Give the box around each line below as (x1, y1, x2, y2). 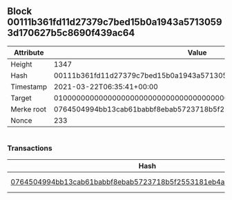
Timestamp (10, 82, 48, 91)
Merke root (10, 104, 47, 113)
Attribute (13, 48, 44, 57)
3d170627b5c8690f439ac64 (7, 27, 135, 39)
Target (10, 93, 32, 102)
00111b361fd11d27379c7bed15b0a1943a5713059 (7, 17, 222, 28)
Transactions (7, 143, 53, 153)
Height (10, 59, 32, 69)
